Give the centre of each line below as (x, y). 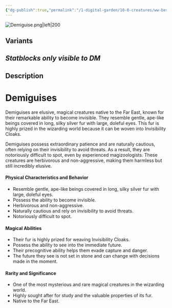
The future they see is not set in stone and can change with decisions (86, 256)
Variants (19, 41)
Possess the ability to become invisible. (54, 200)
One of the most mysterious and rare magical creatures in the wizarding (89, 285)
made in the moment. (35, 261)
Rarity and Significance (31, 273)
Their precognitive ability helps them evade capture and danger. (80, 250)
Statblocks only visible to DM (53, 58)
